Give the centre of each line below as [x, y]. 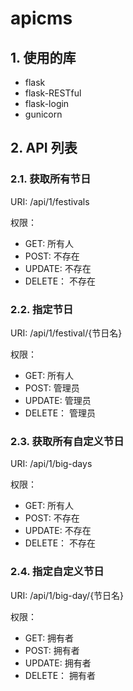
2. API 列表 [44, 148]
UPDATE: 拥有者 [58, 663]
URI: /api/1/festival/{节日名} [66, 333]
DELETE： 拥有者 [60, 675]
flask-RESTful [53, 93]
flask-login [47, 103]
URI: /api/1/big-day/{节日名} [67, 595]
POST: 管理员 [52, 388]
